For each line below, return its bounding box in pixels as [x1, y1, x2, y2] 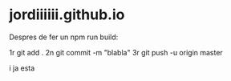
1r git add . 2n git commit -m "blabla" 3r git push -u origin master [9, 47, 223, 57]
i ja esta [9, 63, 35, 73]
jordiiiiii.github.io [9, 6, 125, 24]
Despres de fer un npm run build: [9, 32, 119, 42]
